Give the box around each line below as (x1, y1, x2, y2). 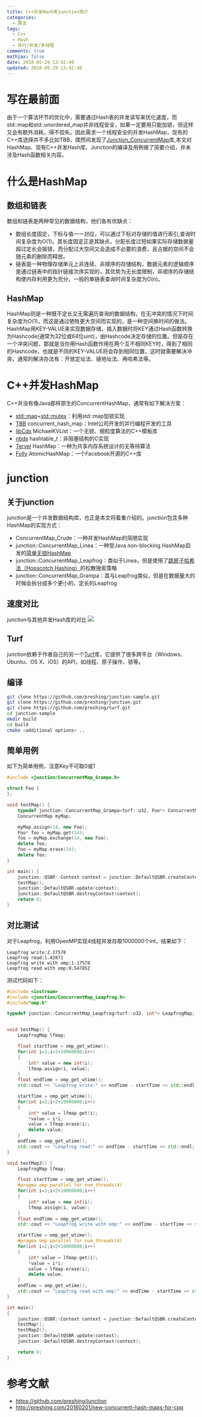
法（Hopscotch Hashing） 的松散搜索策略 (15, 564, 117, 572)
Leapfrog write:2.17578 (7, 949, 67, 955)
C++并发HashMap (7, 379, 100, 392)
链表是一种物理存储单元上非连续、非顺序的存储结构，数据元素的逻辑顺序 (15, 260, 194, 268)
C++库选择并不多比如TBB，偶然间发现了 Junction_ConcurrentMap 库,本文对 (7, 136, 192, 143)
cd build (7, 721, 29, 727)
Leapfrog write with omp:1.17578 (7, 960, 91, 966)
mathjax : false (7, 54, 45, 60)
